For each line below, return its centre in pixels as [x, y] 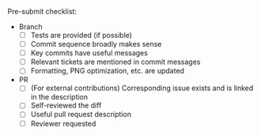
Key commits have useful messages [89, 53]
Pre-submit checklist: [42, 11]
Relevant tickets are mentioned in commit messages [115, 62]
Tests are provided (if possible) [81, 35]
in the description [59, 97]
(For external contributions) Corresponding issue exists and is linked [142, 88]
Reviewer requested [63, 123]
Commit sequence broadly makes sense [96, 44]
